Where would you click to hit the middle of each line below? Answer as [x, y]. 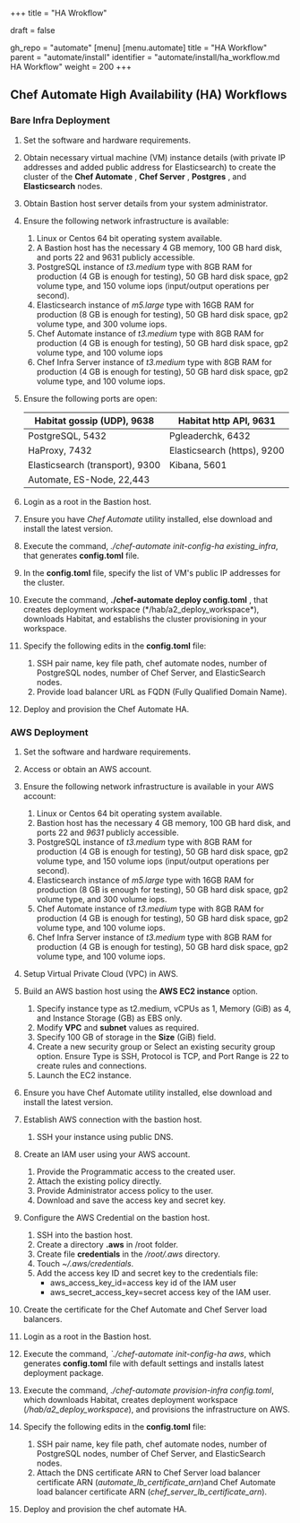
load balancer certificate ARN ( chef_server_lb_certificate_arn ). [152, 1492]
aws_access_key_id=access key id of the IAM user [143, 1283]
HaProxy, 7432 [60, 450]
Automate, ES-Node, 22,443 [89, 479]
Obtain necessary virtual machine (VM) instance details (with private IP [154, 157]
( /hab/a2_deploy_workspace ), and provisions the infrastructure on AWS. [156, 1409]
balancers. [43, 1318]
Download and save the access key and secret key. [131, 1200]
